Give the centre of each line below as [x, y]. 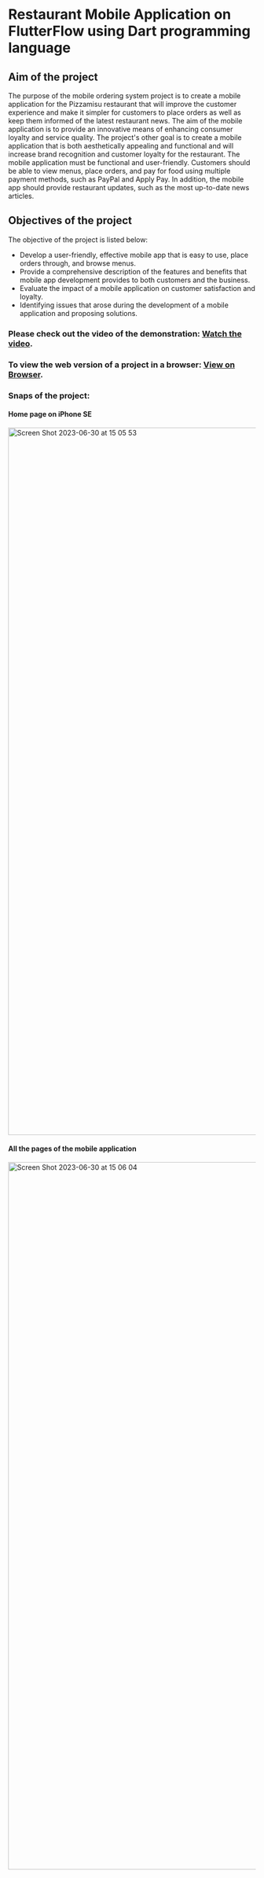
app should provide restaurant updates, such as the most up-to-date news [129, 187]
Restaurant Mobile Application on [120, 15]
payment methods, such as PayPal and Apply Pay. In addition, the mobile [126, 179]
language [40, 48]
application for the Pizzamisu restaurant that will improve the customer [123, 104]
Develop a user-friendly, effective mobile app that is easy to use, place [134, 255]
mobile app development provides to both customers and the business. [135, 280]
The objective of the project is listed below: [78, 239]
